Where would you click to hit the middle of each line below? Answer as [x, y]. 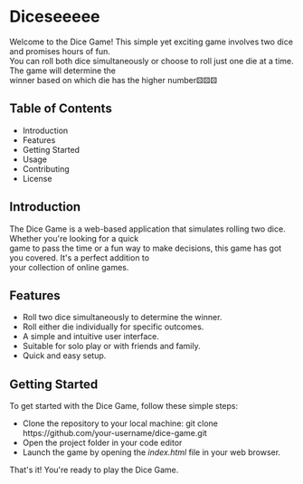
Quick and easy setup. [64, 356]
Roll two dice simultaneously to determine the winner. [122, 318]
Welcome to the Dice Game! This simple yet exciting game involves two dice [151, 42]
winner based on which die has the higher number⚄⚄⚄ [114, 80]
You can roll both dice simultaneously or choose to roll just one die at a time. [151, 61]
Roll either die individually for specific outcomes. [113, 327]
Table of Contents [61, 109]
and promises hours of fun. [60, 51]
